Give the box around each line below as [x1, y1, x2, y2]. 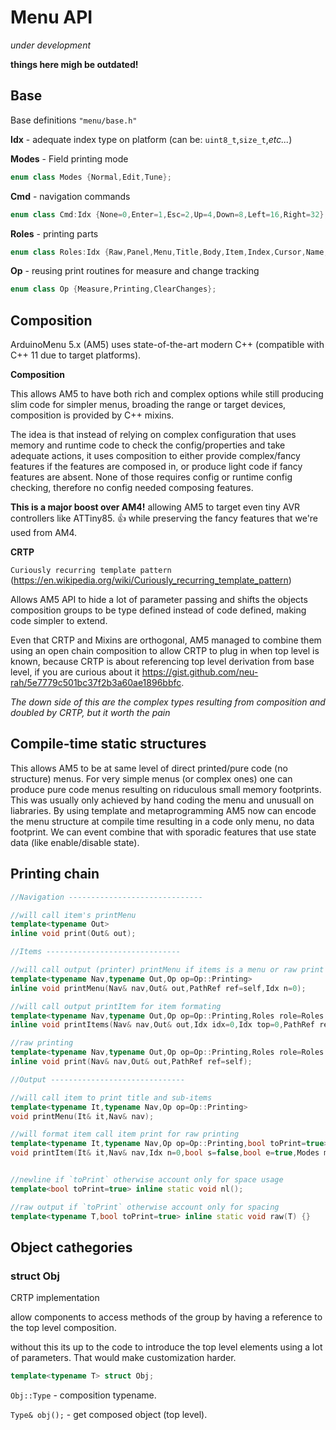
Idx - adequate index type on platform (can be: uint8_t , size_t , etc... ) [10, 133, 293, 145]
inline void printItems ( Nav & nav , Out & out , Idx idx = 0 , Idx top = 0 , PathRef [10, 1020, 316, 1030]
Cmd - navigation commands [10, 190, 131, 202]
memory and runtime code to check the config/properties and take [10, 439, 286, 451]
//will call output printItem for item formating [10, 1001, 222, 1011]
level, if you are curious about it [10, 666, 140, 678]
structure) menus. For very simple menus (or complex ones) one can [10, 772, 293, 785]
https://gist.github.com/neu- [141, 666, 259, 678]
